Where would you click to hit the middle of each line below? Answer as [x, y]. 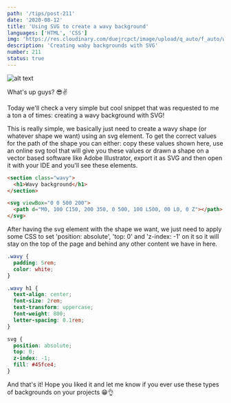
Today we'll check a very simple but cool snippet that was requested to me [113, 108]
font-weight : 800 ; [40, 314]
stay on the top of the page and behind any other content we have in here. [112, 244]
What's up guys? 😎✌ [37, 92]
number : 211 [24, 52]
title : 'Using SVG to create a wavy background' [78, 26]
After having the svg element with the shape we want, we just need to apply [114, 229]
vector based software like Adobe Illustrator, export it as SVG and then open [115, 158]
